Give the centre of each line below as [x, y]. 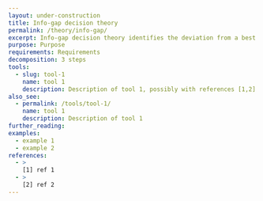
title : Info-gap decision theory [63, 23]
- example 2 [35, 148]
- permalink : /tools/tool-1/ [63, 104]
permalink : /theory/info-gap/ [58, 30]
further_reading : [37, 126]
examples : [24, 133]
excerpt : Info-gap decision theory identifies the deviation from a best [132, 38]
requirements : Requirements [54, 52]
